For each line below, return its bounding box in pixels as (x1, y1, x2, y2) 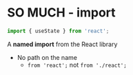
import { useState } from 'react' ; (7, 28, 110, 34)
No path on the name (17, 53, 78, 61)
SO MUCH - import (7, 5, 116, 21)
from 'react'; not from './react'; (27, 61, 127, 69)
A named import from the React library (7, 40, 118, 48)
